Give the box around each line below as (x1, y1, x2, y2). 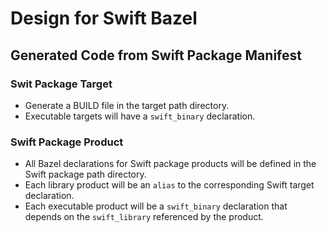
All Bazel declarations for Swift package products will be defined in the (24, 158, 317, 170)
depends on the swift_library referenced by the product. (24, 211, 264, 223)
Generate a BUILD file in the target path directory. (24, 99, 230, 111)
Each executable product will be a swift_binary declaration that (24, 200, 288, 212)
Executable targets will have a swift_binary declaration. (24, 110, 256, 122)
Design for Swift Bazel (10, 7, 198, 30)
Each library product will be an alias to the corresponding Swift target (24, 179, 315, 191)
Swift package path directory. (24, 168, 147, 181)
